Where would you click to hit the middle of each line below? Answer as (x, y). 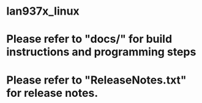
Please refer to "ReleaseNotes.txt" (96, 80)
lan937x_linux (43, 11)
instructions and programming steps (101, 52)
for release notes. (52, 93)
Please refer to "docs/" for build (89, 39)
